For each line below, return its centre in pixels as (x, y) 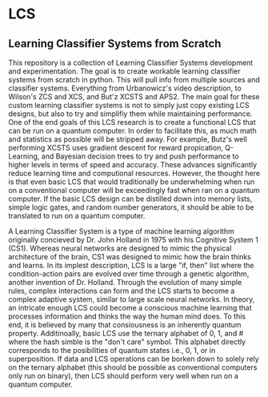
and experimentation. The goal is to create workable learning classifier (125, 71)
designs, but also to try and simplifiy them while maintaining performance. (130, 114)
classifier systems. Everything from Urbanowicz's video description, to (125, 88)
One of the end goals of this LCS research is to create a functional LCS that (132, 122)
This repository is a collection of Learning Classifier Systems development (131, 62)
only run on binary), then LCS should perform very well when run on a (123, 376)
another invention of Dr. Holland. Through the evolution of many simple (125, 282)
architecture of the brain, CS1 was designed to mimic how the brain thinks (130, 257)
